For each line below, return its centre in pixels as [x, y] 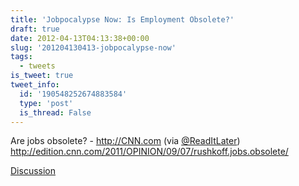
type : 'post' [46, 103]
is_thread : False [55, 112]
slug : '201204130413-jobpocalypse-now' [93, 47]
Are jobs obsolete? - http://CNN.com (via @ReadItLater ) [125, 141]
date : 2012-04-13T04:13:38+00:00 [80, 38]
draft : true [35, 29]
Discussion [33, 171]
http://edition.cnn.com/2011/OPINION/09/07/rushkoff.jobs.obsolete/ [149, 152]
